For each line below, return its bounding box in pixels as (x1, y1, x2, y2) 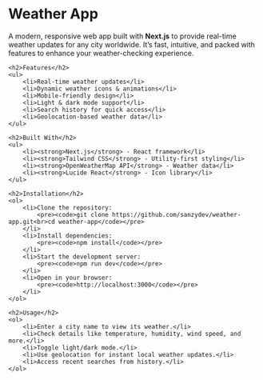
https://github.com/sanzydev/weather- (111, 210, 241, 218)
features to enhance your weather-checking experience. (8, 48, 194, 58)
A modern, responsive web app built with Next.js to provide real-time (8, 31, 237, 41)
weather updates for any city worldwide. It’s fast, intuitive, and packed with (8, 39, 256, 49)
